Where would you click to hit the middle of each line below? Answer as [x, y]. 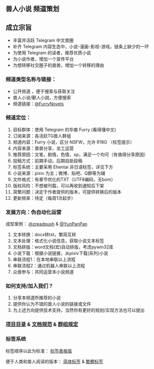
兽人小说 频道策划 [32, 9]
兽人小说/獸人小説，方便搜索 [42, 97]
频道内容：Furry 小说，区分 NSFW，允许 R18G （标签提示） [74, 142]
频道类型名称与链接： [31, 80]
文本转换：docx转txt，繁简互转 [44, 235]
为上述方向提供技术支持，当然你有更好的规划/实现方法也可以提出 [79, 310]
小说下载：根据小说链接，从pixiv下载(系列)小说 [60, 253]
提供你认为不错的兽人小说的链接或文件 [52, 304]
